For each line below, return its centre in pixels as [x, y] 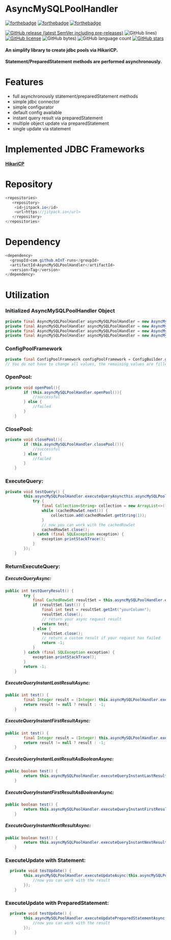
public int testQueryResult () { [39, 591]
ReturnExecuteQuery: [33, 566]
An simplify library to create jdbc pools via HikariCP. [62, 50]
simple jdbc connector [36, 102]
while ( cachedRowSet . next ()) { [75, 511]
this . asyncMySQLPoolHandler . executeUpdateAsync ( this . [82, 876]
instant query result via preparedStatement [58, 118]
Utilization [27, 295]
